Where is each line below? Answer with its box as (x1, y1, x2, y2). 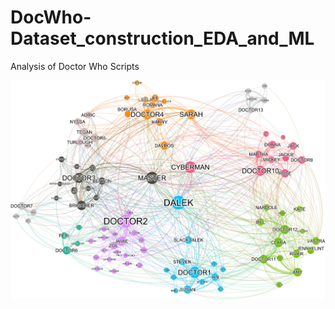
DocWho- (10, 6, 92, 29)
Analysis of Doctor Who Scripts (10, 60, 140, 72)
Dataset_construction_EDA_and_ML (10, 27, 315, 50)
